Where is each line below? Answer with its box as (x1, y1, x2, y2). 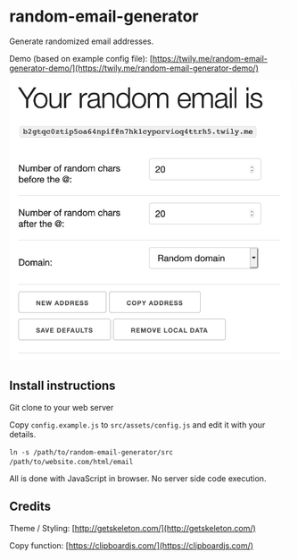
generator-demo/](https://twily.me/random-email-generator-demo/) (9, 63, 259, 73)
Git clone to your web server (9, 402, 114, 412)
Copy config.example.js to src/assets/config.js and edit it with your (9, 419, 266, 430)
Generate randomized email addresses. (9, 36, 154, 47)
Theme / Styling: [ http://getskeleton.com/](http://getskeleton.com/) (9, 522, 256, 533)
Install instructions (9, 378, 116, 394)
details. (9, 428, 37, 439)
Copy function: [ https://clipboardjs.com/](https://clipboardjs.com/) (9, 539, 254, 551)
